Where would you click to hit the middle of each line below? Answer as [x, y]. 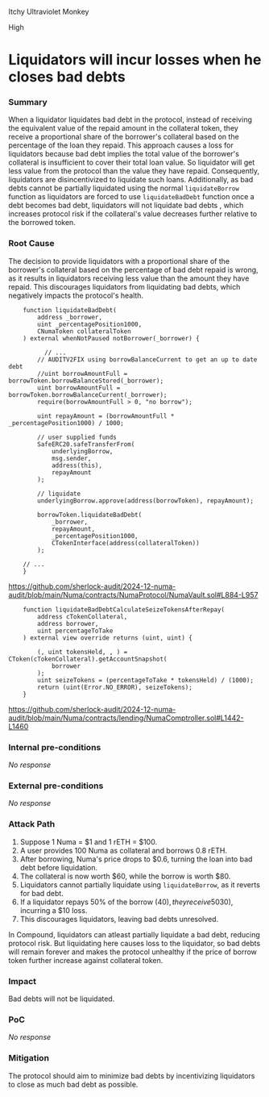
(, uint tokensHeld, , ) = [83, 652]
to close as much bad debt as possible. [73, 1084]
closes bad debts [67, 77]
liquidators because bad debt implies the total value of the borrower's [124, 154]
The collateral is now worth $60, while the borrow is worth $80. [125, 876]
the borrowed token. [42, 223]
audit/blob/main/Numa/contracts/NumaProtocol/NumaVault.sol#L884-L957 [133, 594]
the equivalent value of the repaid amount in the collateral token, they [124, 128]
